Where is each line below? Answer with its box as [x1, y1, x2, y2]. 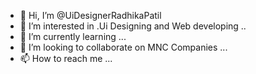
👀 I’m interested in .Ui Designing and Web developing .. [19, 20, 247, 32]
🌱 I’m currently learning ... [19, 31, 127, 42]
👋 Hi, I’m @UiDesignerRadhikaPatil [19, 10, 162, 21]
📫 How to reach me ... [19, 53, 113, 64]
